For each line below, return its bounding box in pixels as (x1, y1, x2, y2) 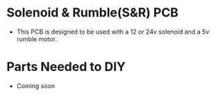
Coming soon (16, 81, 56, 90)
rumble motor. (16, 34, 57, 43)
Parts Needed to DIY (6, 59, 126, 75)
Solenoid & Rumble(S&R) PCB (6, 5, 178, 21)
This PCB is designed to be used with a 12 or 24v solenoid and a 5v (16, 28, 210, 36)
